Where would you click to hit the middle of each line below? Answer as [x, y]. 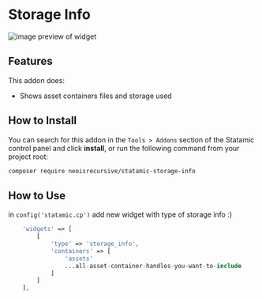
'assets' [79, 259]
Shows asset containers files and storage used [95, 96]
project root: [28, 157]
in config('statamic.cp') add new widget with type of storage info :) [120, 214]
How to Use [37, 195]
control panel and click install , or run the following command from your [124, 148]
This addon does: [37, 80]
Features [30, 61]
